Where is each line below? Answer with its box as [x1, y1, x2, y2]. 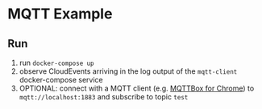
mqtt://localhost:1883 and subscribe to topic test [19, 92, 189, 101]
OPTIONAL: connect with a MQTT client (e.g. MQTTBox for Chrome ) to [19, 83, 255, 93]
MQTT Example [7, 5, 113, 23]
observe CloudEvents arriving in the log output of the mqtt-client [19, 67, 238, 76]
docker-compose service [19, 75, 104, 84]
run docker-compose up [19, 58, 94, 67]
